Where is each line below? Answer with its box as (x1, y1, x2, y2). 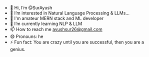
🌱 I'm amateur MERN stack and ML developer (9, 15, 104, 21)
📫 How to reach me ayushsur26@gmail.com (9, 26, 102, 32)
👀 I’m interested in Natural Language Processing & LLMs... (9, 10, 130, 16)
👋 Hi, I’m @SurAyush (9, 5, 52, 10)
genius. (9, 46, 25, 52)
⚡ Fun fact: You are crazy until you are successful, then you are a (9, 39, 144, 45)
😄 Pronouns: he (9, 33, 43, 39)
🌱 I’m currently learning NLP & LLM (9, 20, 82, 26)
